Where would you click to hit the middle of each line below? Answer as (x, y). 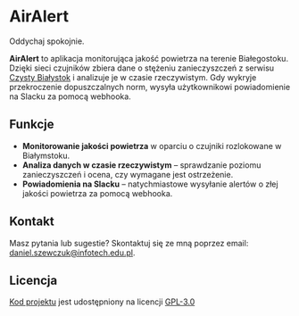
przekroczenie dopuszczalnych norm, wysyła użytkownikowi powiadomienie (150, 87)
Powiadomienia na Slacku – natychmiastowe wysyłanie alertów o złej (150, 184)
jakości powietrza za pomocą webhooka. (97, 193)
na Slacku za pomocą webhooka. (70, 96)
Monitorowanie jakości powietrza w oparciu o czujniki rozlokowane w (152, 146)
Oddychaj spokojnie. (47, 41)
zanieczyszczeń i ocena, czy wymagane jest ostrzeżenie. (128, 174)
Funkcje (32, 125)
